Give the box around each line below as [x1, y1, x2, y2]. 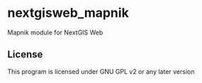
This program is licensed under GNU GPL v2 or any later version [7, 67, 195, 75]
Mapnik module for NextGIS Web [7, 28, 103, 37]
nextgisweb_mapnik [7, 5, 129, 21]
